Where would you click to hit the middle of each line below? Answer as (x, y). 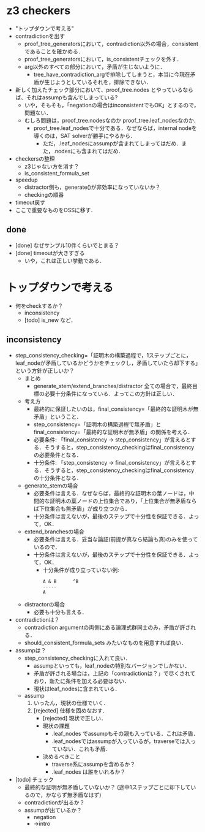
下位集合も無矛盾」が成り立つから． (84, 508)
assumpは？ (31, 650)
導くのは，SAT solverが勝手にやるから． (85, 135)
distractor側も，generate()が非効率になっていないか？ (92, 187)
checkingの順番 (44, 194)
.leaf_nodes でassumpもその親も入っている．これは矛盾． (125, 733)
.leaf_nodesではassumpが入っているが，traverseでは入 (121, 741)
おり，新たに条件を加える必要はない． (81, 681)
